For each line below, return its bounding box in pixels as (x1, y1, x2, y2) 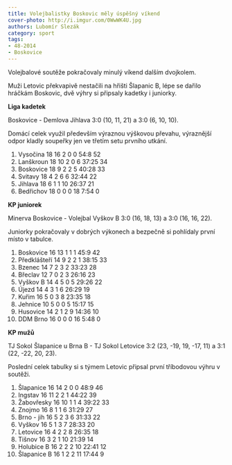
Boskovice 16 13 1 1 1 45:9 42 (17, 248, 100, 256)
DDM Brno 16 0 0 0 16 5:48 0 (17, 314, 101, 323)
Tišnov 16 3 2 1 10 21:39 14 (17, 435, 94, 443)
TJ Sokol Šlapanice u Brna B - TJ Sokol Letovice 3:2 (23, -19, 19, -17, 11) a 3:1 (8, 341, 226, 350)
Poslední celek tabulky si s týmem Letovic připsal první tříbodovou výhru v (8, 362, 220, 370)
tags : (8, 36, 24, 43)
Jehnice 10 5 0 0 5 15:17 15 (17, 300, 94, 308)
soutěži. (8, 370, 30, 378)
